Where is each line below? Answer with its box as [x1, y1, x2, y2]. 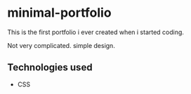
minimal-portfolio [7, 5, 112, 21]
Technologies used [7, 61, 93, 74]
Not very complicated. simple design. [7, 41, 116, 49]
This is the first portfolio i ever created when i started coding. [7, 28, 185, 36]
